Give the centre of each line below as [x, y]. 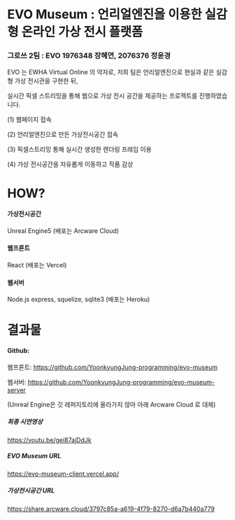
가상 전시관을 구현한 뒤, [46, 81]
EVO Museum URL [34, 456]
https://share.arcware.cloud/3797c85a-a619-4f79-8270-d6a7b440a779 [111, 509]
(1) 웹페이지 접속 [30, 119]
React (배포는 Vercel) [37, 265]
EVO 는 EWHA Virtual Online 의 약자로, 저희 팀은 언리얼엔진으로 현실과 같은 [111, 72]
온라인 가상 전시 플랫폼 [82, 32]
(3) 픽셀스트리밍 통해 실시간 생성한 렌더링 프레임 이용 [79, 149]
